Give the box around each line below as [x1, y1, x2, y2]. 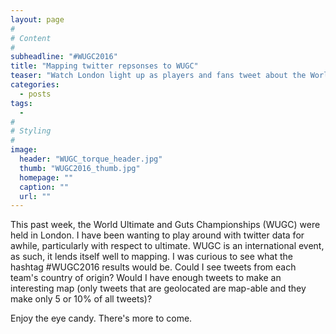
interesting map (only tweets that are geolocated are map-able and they [10, 282, 307, 295]
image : [10, 145, 38, 155]
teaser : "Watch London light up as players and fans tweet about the [10, 71, 307, 81]
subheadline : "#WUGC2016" [10, 52, 118, 62]
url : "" [19, 191, 52, 201]
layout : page [10, 14, 65, 25]
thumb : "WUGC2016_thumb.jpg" [19, 163, 141, 173]
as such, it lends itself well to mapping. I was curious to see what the [10, 251, 293, 263]
